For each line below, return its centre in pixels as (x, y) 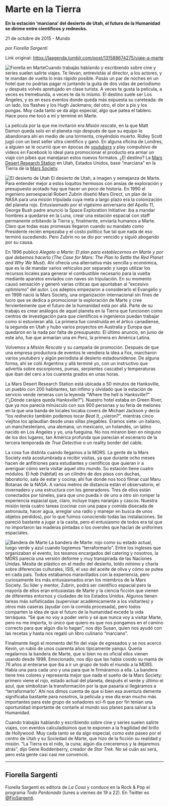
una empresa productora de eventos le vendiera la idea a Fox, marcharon (81, 352)
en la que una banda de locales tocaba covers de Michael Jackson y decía (82, 410)
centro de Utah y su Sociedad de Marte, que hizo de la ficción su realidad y (83, 738)
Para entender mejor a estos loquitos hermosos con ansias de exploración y (84, 183)
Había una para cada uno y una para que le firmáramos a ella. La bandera (81, 670)
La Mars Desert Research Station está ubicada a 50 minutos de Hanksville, (82, 384)
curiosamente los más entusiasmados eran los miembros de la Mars (76, 579)
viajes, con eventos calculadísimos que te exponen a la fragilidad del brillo (82, 727)
